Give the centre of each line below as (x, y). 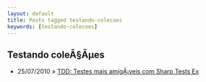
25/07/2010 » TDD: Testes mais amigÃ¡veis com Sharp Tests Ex (108, 72)
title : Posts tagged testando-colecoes (65, 20)
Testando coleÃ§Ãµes (56, 55)
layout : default (31, 14)
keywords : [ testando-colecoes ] (52, 26)
